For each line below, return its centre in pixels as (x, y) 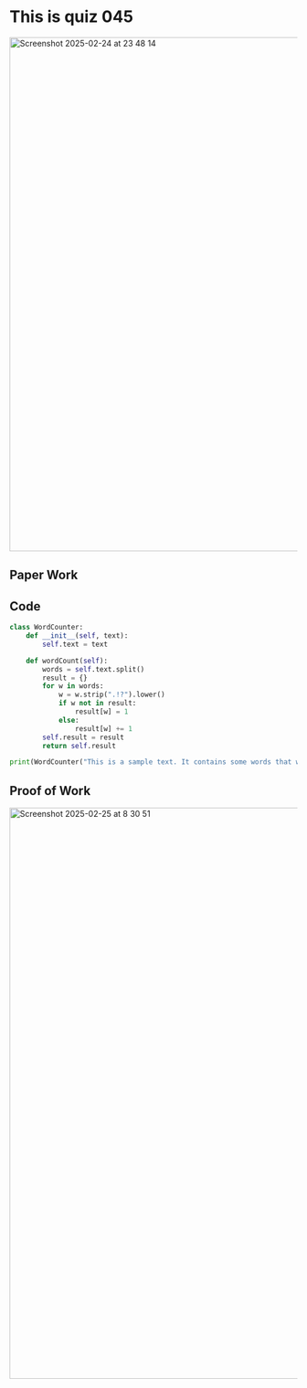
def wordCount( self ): (67, 661)
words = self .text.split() (94, 669)
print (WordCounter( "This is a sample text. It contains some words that (151, 762)
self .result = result (84, 737)
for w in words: (73, 686)
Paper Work (44, 575)
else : (69, 720)
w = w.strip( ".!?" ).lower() (112, 695)
